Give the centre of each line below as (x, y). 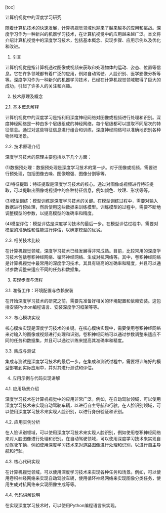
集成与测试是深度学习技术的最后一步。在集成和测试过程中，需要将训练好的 (81, 361)
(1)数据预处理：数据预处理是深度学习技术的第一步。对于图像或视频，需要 (79, 167)
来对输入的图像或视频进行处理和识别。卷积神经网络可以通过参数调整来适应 (81, 334)
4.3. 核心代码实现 (23, 461)
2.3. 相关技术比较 (23, 240)
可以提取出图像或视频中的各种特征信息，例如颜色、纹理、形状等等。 (83, 190)
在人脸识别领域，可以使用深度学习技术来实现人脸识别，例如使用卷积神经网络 (83, 432)
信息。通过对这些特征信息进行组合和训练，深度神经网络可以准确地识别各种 (85, 130)
